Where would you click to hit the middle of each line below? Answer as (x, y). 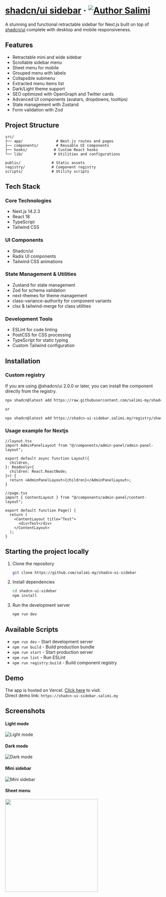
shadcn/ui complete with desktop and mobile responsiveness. (68, 29)
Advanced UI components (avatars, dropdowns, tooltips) (70, 99)
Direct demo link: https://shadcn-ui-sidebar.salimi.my (62, 695)
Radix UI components (34, 256)
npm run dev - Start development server (53, 641)
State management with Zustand (45, 105)
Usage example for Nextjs (37, 431)
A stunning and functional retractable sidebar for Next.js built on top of (77, 24)
